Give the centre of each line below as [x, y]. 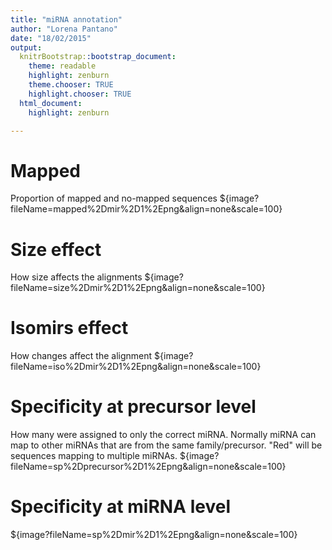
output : [26, 47]
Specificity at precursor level [133, 407]
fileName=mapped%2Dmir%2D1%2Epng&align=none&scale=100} [146, 209]
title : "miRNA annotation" [66, 19]
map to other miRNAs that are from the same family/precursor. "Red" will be [166, 445]
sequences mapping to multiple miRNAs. [94, 456]
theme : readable [62, 66]
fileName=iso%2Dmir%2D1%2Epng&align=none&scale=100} [136, 367]
